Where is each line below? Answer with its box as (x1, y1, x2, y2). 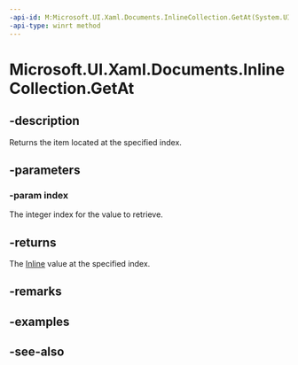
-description (9, 113, 80, 128)
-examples (9, 314, 70, 329)
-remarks (9, 284, 62, 299)
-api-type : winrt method (9, 21, 101, 30)
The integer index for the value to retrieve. (9, 209, 164, 220)
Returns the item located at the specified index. (9, 136, 182, 147)
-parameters (9, 162, 81, 177)
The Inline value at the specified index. (9, 259, 151, 268)
